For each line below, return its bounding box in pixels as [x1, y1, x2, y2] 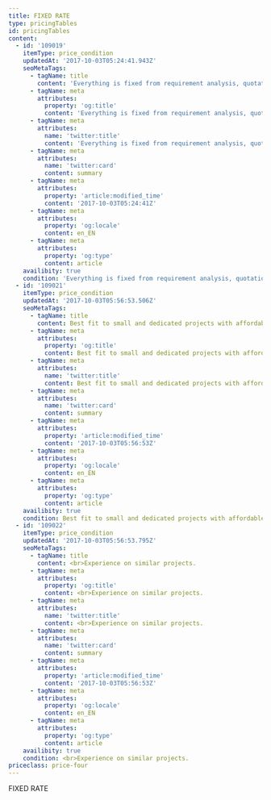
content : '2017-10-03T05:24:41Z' [44, 199, 157, 207]
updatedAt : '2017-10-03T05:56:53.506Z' [23, 297, 157, 305]
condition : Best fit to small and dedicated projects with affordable [23, 514, 265, 523]
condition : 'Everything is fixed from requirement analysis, [23, 274, 232, 282]
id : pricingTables [8, 27, 70, 35]
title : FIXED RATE [8, 11, 70, 20]
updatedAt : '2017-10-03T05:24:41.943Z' [23, 57, 157, 65]
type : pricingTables [8, 19, 78, 27]
